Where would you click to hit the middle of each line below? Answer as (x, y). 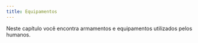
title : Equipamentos (32, 11)
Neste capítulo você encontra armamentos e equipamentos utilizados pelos (99, 28)
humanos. (19, 34)
